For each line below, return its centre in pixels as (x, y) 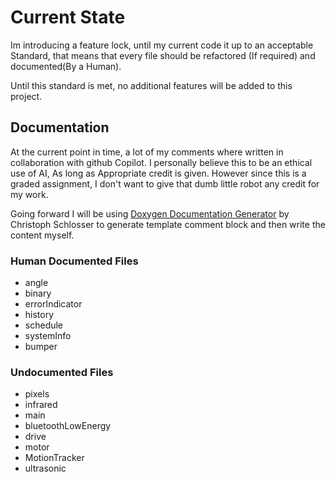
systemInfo (48, 336)
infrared (41, 405)
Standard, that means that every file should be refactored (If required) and (163, 55)
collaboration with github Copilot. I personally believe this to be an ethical (161, 162)
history (39, 315)
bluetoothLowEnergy (68, 426)
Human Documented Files (74, 261)
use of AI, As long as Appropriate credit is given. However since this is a (158, 173)
